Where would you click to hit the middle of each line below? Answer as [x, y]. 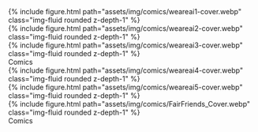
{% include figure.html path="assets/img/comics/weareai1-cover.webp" [125, 11]
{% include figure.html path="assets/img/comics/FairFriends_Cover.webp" [129, 104]
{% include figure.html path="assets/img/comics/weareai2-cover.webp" [125, 28]
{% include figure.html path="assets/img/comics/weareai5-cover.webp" [125, 87]
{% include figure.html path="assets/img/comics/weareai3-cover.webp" [125, 45]
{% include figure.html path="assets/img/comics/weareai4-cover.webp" [125, 70]
